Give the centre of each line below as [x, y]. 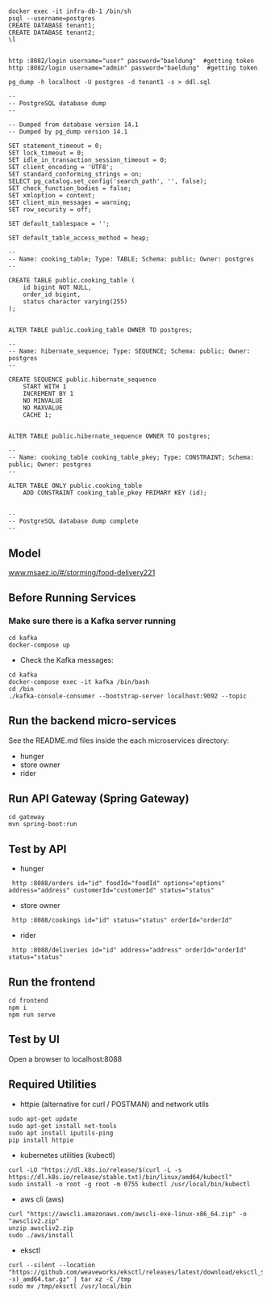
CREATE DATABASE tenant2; [52, 33]
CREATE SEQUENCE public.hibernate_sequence [83, 380]
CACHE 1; [38, 415]
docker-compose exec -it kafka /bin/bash [79, 682]
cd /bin [21, 689]
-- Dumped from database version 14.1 [73, 125]
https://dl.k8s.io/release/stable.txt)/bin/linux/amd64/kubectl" [120, 1177]
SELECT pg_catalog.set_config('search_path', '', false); [108, 181]
